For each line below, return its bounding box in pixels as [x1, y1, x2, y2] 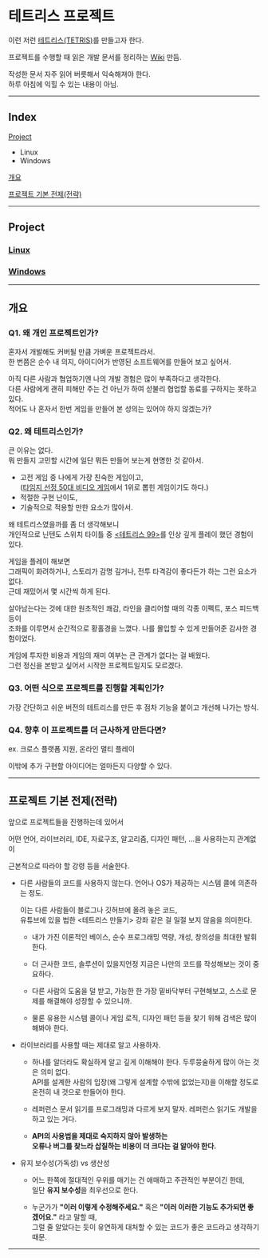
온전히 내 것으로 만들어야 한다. [31, 1087, 126, 1096]
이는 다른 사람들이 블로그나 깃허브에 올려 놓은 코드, [19, 905, 178, 915]
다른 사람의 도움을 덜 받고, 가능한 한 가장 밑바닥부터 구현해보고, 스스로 [31, 986, 249, 996]
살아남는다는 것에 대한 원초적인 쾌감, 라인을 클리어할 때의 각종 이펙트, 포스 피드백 [8, 603, 259, 613]
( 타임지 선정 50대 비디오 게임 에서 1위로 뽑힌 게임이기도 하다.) [19, 483, 209, 492]
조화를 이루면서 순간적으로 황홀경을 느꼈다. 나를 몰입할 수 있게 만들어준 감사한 [8, 623, 249, 633]
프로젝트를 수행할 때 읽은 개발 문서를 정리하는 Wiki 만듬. [8, 52, 182, 62]
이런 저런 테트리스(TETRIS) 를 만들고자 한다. [8, 35, 144, 45]
